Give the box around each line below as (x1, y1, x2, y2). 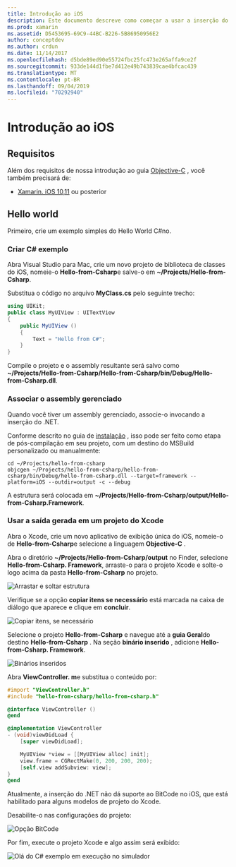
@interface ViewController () (7, 705, 97, 713)
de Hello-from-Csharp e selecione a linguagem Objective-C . (7, 539, 186, 548)
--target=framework (130, 472, 188, 479)
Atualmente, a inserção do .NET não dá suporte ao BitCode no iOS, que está (7, 790, 228, 799)
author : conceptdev (7, 37, 65, 44)
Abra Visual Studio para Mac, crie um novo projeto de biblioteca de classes (7, 261, 225, 269)
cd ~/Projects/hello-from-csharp (7, 460, 106, 467)
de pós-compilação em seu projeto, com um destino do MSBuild (7, 438, 194, 447)
